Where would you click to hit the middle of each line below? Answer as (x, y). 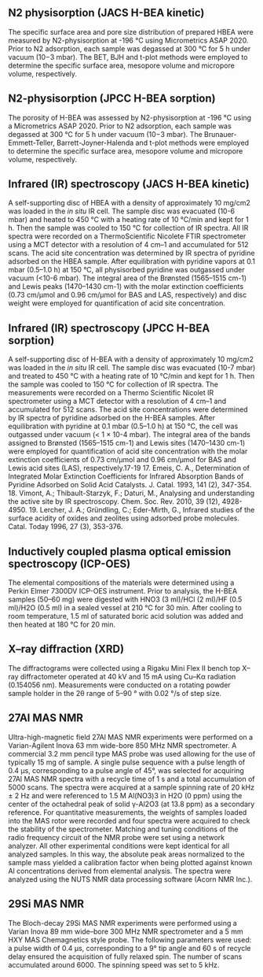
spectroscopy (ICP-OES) (69, 563)
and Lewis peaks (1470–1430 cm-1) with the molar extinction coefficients (126, 287)
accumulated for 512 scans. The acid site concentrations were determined (128, 409)
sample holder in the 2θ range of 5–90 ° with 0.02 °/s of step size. (115, 693)
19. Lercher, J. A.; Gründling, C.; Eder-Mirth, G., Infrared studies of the (142, 510)
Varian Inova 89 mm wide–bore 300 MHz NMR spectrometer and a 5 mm (126, 931)
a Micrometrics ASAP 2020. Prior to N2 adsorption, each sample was (120, 126)
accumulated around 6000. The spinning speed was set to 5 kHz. (114, 964)
